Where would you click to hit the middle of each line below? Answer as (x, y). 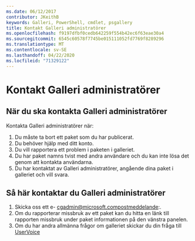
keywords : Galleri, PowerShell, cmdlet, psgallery (69, 22)
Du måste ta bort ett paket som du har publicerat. (74, 137)
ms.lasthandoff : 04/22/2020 (41, 55)
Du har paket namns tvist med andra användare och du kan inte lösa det (102, 156)
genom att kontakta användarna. (54, 162)
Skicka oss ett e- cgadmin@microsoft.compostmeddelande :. (88, 207)
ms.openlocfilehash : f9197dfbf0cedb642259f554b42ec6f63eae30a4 (85, 34)
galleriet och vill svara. (42, 175)
